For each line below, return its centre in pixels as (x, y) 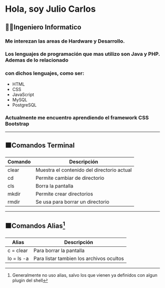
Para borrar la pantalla (59, 250)
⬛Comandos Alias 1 (35, 225)
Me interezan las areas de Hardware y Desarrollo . (65, 41)
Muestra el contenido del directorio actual (84, 170)
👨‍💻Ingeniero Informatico (43, 27)
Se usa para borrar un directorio (72, 202)
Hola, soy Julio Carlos (50, 9)
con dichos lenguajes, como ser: (45, 73)
